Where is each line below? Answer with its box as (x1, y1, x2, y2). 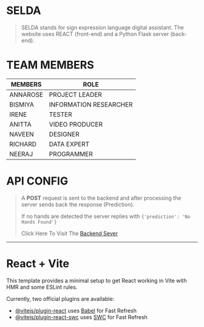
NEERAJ (9, 150, 33, 158)
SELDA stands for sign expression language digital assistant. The (21, 24, 184, 31)
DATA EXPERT (49, 139, 90, 148)
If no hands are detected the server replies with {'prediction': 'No (21, 213, 191, 220)
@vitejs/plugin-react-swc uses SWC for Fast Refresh (15, 313, 148, 320)
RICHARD (9, 139, 37, 148)
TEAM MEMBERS (6, 58, 94, 72)
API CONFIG (6, 174, 69, 188)
